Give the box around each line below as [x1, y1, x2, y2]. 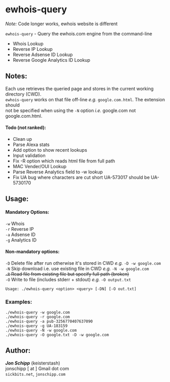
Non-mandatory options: [5, 248, 60, 255]
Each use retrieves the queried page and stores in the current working [5, 85, 154, 92]
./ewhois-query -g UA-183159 [5, 323, 68, 329]
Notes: [5, 72, 27, 81]
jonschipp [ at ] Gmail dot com [5, 365, 69, 371]
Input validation [12, 152, 46, 158]
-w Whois [5, 220, 25, 227]
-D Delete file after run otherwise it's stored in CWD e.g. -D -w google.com [5, 260, 161, 266]
